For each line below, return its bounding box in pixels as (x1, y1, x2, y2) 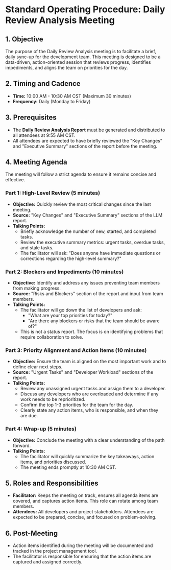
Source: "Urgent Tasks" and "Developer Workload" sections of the (12, 369, 154, 375)
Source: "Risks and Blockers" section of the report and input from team (12, 291, 163, 297)
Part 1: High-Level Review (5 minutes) (5, 189, 101, 197)
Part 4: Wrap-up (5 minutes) (5, 425, 77, 433)
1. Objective (5, 35, 43, 43)
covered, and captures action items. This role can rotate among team (12, 498, 158, 504)
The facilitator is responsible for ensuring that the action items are (12, 553, 152, 560)
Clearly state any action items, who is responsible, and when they (20, 407, 159, 413)
